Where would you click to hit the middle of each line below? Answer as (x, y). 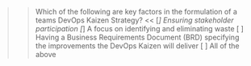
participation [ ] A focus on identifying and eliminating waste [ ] (139, 29)
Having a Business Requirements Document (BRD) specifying (137, 37)
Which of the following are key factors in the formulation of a (136, 12)
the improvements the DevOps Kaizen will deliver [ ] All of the (137, 46)
